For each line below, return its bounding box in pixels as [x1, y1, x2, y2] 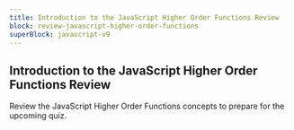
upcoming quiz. [9, 110, 67, 121]
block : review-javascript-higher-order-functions [9, 22, 200, 30]
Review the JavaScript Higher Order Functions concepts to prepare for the [9, 100, 285, 112]
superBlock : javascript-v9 [9, 30, 111, 39]
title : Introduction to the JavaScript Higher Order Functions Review [9, 13, 280, 22]
